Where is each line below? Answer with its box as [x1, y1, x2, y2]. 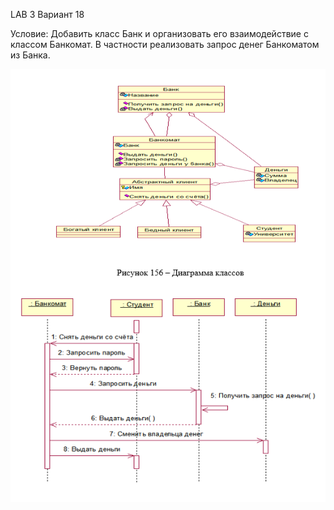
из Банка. [10, 49, 51, 61]
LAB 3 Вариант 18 [10, 9, 85, 20]
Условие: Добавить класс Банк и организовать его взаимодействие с [10, 28, 309, 39]
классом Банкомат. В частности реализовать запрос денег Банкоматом [10, 39, 320, 50]
